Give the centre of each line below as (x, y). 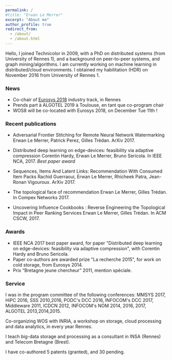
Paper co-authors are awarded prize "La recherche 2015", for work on (87, 259)
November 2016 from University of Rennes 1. (53, 75)
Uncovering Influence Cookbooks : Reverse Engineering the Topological (89, 207)
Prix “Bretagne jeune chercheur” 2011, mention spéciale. (72, 270)
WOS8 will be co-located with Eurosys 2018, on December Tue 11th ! (85, 110)
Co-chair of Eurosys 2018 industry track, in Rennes (67, 100)
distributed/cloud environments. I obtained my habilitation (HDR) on (77, 69)
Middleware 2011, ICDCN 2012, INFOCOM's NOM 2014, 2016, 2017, (76, 306)
